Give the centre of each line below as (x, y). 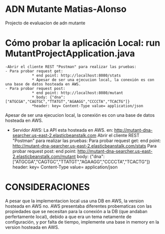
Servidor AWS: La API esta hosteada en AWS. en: (63, 130)
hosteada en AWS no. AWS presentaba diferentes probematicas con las (79, 206)
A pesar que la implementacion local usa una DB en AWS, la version (75, 201)
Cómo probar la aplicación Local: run (83, 43)
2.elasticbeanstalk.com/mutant (44, 156)
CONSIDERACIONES (48, 187)
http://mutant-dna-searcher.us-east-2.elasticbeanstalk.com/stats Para (84, 146)
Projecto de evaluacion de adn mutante (45, 23)
